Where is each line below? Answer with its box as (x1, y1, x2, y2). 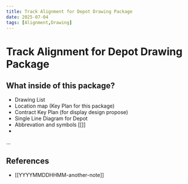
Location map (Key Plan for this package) (14, 102, 115, 109)
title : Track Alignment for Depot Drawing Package (6, 8, 133, 15)
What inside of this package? (6, 81, 115, 91)
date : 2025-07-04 (6, 14, 49, 20)
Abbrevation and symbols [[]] (14, 121, 86, 128)
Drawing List (14, 96, 45, 103)
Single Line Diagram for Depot (14, 115, 88, 122)
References (6, 156, 49, 166)
